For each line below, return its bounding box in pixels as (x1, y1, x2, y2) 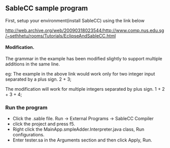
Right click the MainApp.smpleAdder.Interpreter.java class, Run (12, 126, 145, 132)
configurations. (12, 132, 45, 138)
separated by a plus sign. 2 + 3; (5, 76, 72, 83)
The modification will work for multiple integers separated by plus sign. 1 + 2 (5, 86, 165, 92)
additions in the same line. (5, 61, 60, 67)
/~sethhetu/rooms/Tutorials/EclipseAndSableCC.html (5, 32, 116, 39)
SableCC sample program (5, 4, 88, 13)
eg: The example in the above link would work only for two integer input (5, 71, 155, 77)
